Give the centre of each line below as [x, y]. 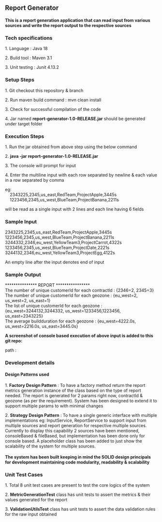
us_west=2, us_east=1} [28, 301]
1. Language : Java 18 [26, 48]
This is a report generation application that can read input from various [78, 20]
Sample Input [21, 221]
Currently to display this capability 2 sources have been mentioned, [72, 430]
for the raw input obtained [31, 514]
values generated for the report [36, 500]
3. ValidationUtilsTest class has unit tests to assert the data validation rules [80, 509]
